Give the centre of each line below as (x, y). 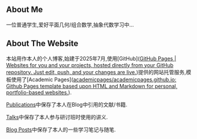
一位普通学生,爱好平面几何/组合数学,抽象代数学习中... (70, 24)
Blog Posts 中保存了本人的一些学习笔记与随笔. (61, 130)
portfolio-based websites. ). (39, 92)
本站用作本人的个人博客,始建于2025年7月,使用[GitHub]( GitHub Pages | (91, 58)
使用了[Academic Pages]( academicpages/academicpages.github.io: (94, 80)
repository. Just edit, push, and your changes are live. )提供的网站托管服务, (96, 72)
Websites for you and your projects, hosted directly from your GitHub (90, 65)
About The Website (42, 44)
